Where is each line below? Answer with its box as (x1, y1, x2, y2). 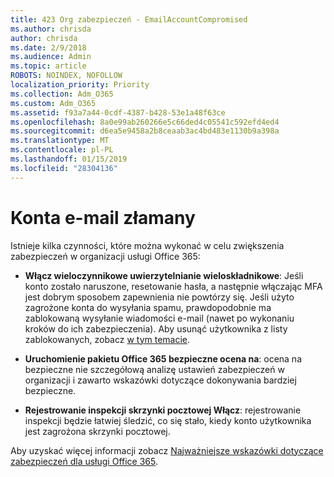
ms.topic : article (10, 61, 87, 71)
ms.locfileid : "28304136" (10, 163, 118, 173)
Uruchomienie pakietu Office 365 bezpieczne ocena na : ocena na (24, 352, 302, 365)
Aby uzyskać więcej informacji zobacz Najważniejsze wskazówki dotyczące (10, 444, 324, 456)
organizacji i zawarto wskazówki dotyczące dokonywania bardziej (24, 374, 297, 386)
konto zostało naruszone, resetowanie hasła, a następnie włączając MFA (24, 280, 323, 292)
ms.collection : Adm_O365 (10, 89, 114, 99)
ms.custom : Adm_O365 (10, 98, 97, 108)
